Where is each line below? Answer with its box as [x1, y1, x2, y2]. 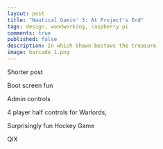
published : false [7, 36, 58, 43]
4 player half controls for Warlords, [7, 108, 108, 116]
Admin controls [7, 94, 51, 103]
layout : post [7, 10, 45, 17]
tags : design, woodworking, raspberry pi [7, 23, 129, 30]
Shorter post [7, 67, 43, 76]
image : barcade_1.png [7, 49, 70, 56]
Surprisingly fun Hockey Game [7, 121, 95, 130]
